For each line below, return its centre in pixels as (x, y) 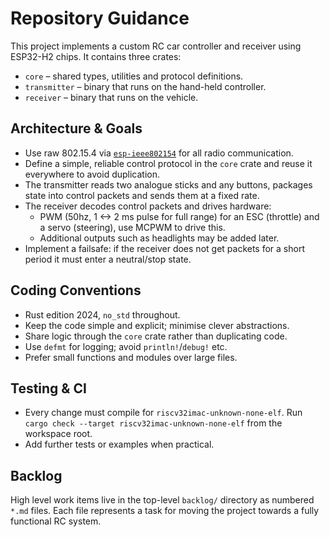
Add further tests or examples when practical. (119, 444)
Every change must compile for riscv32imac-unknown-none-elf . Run (163, 413)
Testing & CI (48, 388)
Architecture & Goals (76, 128)
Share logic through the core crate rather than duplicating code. (156, 336)
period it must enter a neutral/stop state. (108, 259)
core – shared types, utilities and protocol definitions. (134, 76)
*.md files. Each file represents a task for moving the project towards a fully (165, 511)
